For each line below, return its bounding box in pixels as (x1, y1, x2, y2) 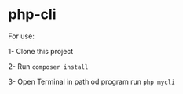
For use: (8, 31, 35, 41)
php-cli (8, 5, 57, 23)
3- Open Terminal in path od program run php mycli (8, 77, 175, 86)
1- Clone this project (8, 46, 74, 56)
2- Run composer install (8, 61, 89, 71)
